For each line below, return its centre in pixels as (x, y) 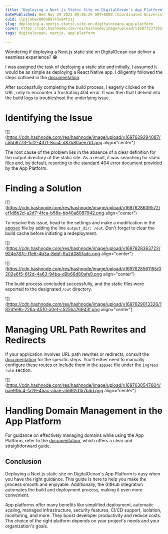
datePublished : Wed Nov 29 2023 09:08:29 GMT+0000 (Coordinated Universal (85, 15)
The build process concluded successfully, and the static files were (74, 284)
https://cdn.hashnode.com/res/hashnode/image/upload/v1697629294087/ (84, 137)
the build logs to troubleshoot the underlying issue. (57, 98)
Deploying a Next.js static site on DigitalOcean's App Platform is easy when (83, 473)
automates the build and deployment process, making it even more (74, 489)
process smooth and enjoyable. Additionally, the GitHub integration (74, 484)
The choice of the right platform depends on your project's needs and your (82, 520)
